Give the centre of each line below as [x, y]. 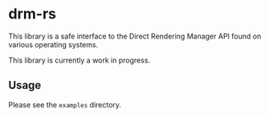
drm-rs [32, 14]
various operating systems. [53, 44]
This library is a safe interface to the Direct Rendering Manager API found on [135, 36]
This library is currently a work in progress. [79, 60]
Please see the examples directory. [65, 104]
